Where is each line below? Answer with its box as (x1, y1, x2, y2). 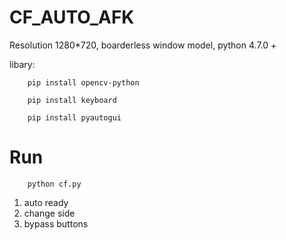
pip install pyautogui (27, 112, 122, 123)
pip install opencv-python (27, 77, 140, 88)
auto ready (23, 196, 69, 208)
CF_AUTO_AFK (9, 6, 135, 29)
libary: (9, 58, 36, 70)
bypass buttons (23, 217, 89, 230)
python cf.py (27, 179, 82, 189)
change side (23, 207, 76, 219)
